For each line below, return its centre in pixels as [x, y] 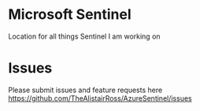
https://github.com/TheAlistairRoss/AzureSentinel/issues [100, 98]
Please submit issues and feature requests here [85, 90]
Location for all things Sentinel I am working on [84, 36]
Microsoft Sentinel [70, 15]
